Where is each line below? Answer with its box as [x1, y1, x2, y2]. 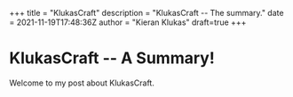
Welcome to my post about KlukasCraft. [9, 77, 155, 88]
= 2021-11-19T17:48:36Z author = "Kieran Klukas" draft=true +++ [9, 17, 247, 28]
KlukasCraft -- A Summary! [9, 48, 215, 69]
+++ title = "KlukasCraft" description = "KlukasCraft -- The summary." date [9, 8, 284, 18]
